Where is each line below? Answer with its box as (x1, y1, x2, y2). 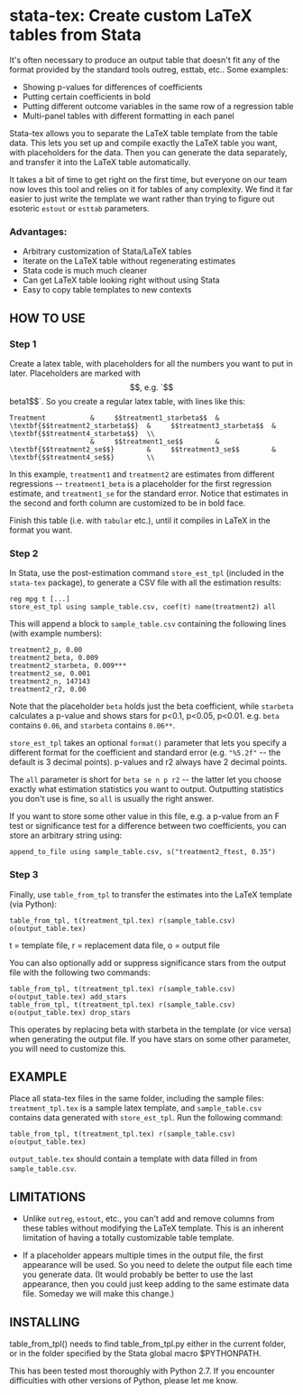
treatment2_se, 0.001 (9, 669, 91, 678)
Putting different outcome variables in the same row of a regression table (22, 100, 294, 111)
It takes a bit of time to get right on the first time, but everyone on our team (9, 173, 288, 185)
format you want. (9, 525, 73, 535)
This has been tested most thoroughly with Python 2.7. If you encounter (9, 1365, 275, 1376)
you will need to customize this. (9, 1043, 127, 1054)
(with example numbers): (9, 628, 102, 639)
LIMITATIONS (9, 1189, 87, 1204)
